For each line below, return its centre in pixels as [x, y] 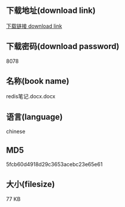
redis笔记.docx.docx [31, 96]
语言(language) [34, 117]
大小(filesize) [30, 184]
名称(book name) [38, 81]
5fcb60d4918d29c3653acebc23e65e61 [55, 164]
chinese [16, 131]
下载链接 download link [34, 26]
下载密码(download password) [63, 46]
